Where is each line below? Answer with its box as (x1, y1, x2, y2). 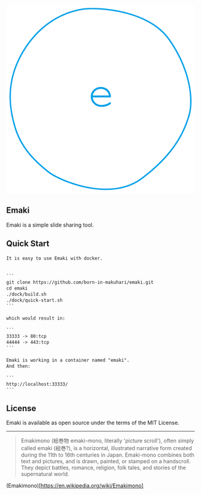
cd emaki (6, 285, 28, 291)
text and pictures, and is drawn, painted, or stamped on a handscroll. (20, 458, 191, 465)
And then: (6, 363, 31, 369)
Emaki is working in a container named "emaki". (6, 357, 130, 363)
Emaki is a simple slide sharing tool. (6, 221, 94, 228)
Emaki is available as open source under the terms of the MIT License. (6, 419, 179, 427)
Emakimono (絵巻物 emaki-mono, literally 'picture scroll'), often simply (20, 437, 194, 445)
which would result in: (6, 315, 66, 321)
